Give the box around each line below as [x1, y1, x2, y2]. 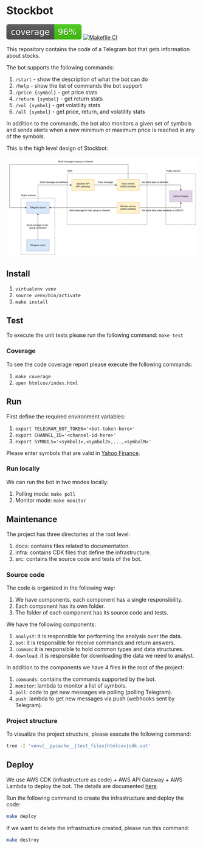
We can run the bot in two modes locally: [6, 478, 109, 485]
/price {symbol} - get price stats [15, 88, 98, 96]
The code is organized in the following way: [6, 584, 115, 591]
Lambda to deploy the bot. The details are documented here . [6, 782, 159, 789]
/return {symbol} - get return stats [15, 95, 103, 102]
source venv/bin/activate [15, 292, 81, 298]
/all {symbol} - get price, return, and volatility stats [15, 108, 145, 115]
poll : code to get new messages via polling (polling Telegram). [15, 688, 173, 696]
